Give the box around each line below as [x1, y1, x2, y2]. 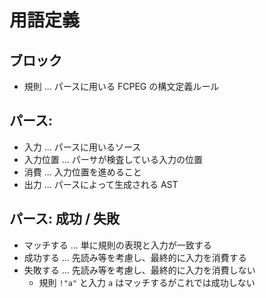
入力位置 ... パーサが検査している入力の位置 [23, 153, 204, 165]
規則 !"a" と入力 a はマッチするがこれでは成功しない [38, 276, 256, 288]
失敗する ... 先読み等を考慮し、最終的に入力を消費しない [23, 264, 256, 276]
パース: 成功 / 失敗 [9, 211, 121, 228]
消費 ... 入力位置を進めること [23, 166, 142, 178]
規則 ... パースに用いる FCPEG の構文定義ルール [23, 81, 220, 92]
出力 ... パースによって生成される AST [23, 178, 179, 190]
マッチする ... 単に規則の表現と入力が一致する [23, 239, 212, 251]
